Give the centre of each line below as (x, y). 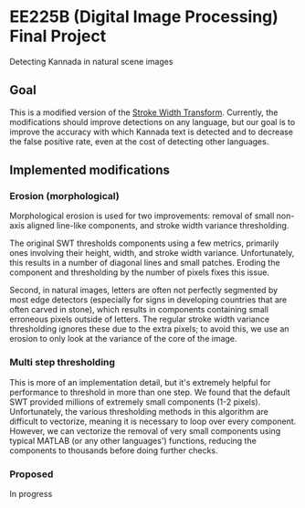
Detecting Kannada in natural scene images (91, 61)
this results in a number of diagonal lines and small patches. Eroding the (145, 263)
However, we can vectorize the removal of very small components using (145, 430)
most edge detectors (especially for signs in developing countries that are (148, 300)
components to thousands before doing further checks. (114, 450)
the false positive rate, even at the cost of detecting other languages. (139, 141)
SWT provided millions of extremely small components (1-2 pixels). (135, 402)
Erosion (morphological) (65, 196)
